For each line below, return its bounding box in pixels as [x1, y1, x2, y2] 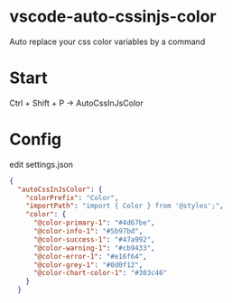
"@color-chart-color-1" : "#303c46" [32, 269, 168, 278]
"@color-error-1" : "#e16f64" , [32, 252, 147, 261]
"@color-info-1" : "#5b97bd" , [32, 227, 144, 236]
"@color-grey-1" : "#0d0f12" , [32, 260, 144, 270]
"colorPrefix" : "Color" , [25, 193, 119, 202]
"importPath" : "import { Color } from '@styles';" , [25, 201, 224, 211]
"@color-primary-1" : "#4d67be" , [32, 218, 155, 227]
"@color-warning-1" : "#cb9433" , [32, 243, 155, 252]
